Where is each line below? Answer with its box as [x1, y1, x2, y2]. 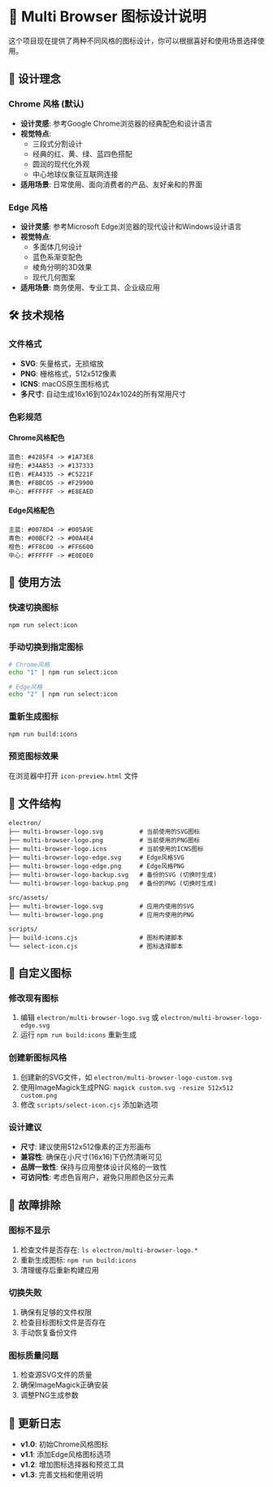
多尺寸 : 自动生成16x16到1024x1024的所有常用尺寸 [19, 389, 187, 399]
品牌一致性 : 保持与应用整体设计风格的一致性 [19, 1162, 167, 1172]
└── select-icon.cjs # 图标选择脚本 [8, 942, 184, 950]
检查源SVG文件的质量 [19, 1370, 93, 1380]
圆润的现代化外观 [32, 159, 90, 169]
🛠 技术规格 [8, 309, 65, 322]
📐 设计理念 [8, 72, 61, 86]
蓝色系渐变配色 [32, 252, 83, 262]
